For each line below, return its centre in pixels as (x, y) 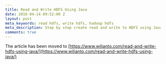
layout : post (19, 19)
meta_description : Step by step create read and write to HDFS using (78, 28)
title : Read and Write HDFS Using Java (46, 10)
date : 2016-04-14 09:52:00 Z (35, 14)
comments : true (21, 32)
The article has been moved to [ (38, 46)
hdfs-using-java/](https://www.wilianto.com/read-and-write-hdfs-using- (79, 51)
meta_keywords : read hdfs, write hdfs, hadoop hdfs (59, 23)
